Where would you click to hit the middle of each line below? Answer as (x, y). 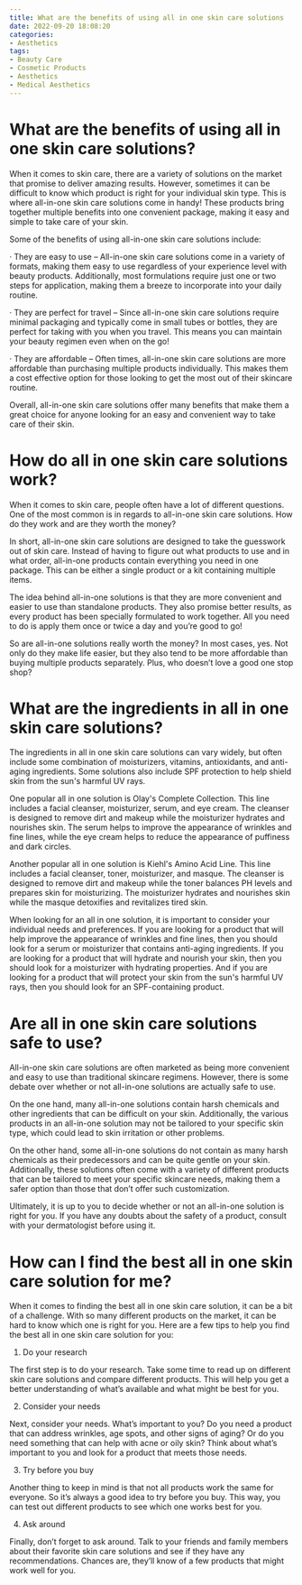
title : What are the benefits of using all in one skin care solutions (146, 18)
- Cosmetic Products (48, 69)
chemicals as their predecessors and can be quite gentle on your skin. (140, 1160)
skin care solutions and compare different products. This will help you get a (149, 1379)
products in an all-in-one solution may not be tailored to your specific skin (146, 1123)
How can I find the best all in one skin (151, 1262)
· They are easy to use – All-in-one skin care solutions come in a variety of (147, 256)
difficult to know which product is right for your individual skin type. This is (148, 193)
